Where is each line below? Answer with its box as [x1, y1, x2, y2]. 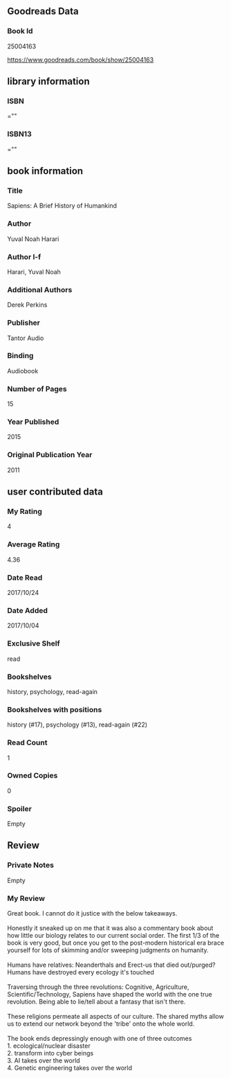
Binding [7, 351, 34, 361]
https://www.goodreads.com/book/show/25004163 [7, 55, 154, 64]
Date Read [7, 573, 43, 582]
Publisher [7, 318, 40, 328]
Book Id [7, 26, 33, 36]
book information [7, 166, 84, 177]
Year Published [7, 417, 59, 427]
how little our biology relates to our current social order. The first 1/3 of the [7, 931, 220, 940]
